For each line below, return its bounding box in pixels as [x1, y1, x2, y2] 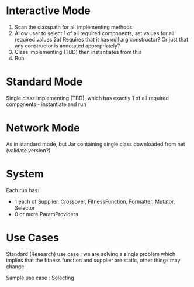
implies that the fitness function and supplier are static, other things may [6, 257, 181, 264]
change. [6, 262, 26, 270]
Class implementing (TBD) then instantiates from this [14, 48, 142, 55]
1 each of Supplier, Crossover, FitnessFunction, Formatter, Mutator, [14, 198, 175, 205]
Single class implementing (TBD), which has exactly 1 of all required [6, 94, 169, 101]
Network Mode [6, 121, 80, 135]
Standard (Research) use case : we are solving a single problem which [6, 250, 176, 257]
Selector [14, 204, 35, 211]
